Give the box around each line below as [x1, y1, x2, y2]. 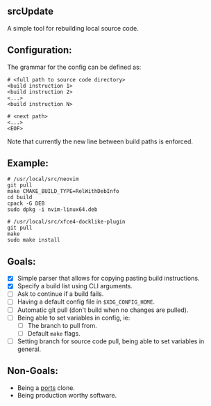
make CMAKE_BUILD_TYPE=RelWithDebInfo [7, 188, 119, 195]
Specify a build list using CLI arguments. [17, 282, 133, 290]
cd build [7, 194, 33, 201]
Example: [7, 157, 49, 169]
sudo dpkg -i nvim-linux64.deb [7, 206, 98, 213]
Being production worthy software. [17, 391, 117, 399]
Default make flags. [27, 329, 81, 337]
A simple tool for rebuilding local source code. [7, 24, 139, 32]
